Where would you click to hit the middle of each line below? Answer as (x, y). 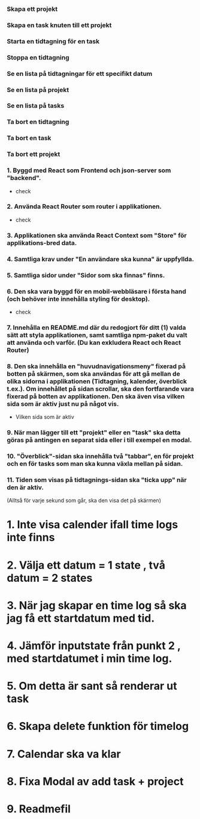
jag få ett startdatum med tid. (81, 618)
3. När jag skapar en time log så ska (97, 605)
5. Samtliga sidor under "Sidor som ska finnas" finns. (86, 275)
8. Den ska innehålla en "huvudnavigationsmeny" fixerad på (96, 366)
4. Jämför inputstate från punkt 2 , (94, 645)
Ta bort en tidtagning (38, 122)
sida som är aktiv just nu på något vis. (63, 404)
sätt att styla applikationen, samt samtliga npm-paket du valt (97, 335)
